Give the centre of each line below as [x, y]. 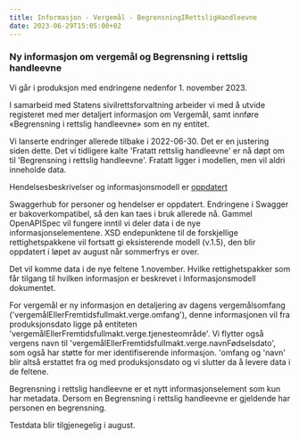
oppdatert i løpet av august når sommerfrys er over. [104, 252]
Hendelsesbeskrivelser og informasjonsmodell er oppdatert [118, 186]
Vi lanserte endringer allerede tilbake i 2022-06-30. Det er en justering [139, 141]
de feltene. [29, 371]
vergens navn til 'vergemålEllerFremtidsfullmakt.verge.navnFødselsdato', [143, 343]
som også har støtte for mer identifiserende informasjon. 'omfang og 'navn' [148, 352]
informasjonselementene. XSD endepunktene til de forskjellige [124, 232]
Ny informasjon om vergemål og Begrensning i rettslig [129, 57]
